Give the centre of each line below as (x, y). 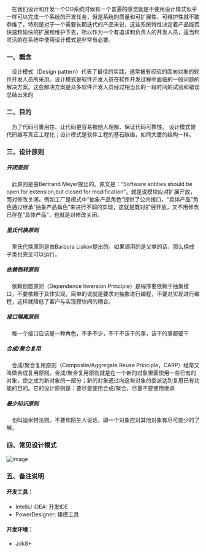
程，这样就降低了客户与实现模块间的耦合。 (60, 301)
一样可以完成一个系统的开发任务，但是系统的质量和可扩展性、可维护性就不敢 (103, 17)
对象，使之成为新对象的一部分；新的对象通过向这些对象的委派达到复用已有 (100, 381)
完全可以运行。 (41, 254)
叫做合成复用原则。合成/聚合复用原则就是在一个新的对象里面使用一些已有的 (101, 373)
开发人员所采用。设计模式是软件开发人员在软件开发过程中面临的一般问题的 (105, 79)
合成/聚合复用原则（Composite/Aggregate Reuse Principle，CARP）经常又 (106, 365)
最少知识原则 (22, 403)
